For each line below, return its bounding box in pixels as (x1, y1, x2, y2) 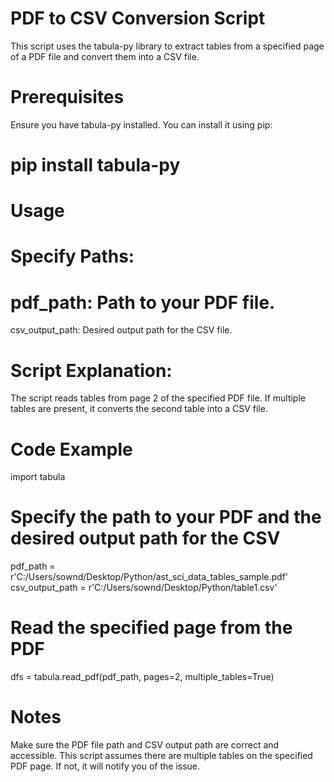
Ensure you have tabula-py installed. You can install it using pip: (10, 118, 273, 131)
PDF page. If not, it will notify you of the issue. (10, 760, 201, 772)
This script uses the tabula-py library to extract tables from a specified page (10, 40, 325, 52)
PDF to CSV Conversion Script (10, 7, 266, 30)
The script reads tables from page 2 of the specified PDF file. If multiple (10, 392, 306, 404)
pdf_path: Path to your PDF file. (10, 291, 276, 314)
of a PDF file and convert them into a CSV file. (10, 50, 200, 62)
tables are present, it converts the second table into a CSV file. (10, 403, 268, 415)
